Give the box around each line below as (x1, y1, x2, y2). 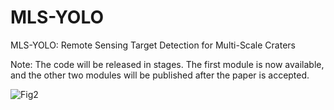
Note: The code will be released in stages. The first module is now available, (10, 58, 325, 70)
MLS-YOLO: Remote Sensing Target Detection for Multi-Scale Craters (10, 39, 296, 51)
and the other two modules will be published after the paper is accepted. (10, 69, 310, 81)
